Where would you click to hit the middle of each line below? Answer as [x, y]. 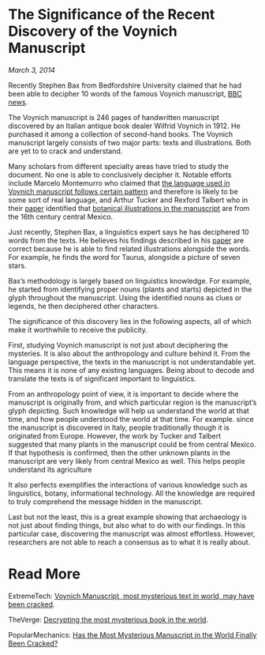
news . [18, 102]
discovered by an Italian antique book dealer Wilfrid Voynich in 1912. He [124, 126]
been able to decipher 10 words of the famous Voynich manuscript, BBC [125, 93]
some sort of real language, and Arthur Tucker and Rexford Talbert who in [128, 200]
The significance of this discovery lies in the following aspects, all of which [130, 321]
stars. [17, 265]
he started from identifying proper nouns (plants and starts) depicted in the [130, 289]
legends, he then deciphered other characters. [84, 306]
